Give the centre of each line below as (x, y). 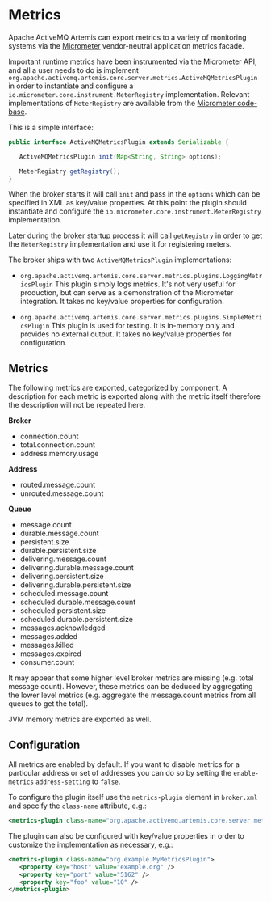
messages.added (49, 637)
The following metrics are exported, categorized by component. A (118, 388)
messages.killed (47, 645)
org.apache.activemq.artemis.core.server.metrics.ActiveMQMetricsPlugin (133, 78)
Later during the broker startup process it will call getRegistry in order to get (135, 235)
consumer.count (47, 662)
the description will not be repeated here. (77, 405)
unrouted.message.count (62, 493)
